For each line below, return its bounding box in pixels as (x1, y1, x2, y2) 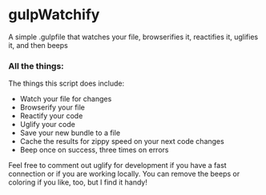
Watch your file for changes (19, 94, 112, 104)
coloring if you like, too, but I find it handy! (8, 177, 148, 187)
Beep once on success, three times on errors (19, 145, 169, 155)
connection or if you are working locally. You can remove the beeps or (8, 169, 240, 179)
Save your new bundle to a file (19, 128, 121, 137)
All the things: (8, 60, 64, 71)
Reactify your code (19, 111, 83, 121)
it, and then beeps (8, 40, 68, 50)
